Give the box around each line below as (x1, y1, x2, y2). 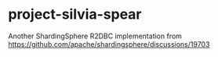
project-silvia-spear (8, 5, 142, 23)
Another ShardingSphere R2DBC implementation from (8, 31, 183, 41)
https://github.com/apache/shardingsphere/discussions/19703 (8, 39, 210, 48)
